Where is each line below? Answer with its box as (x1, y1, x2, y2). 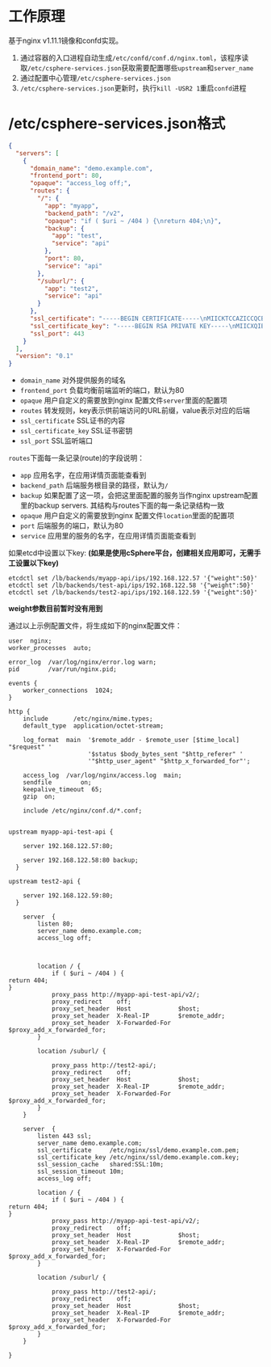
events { (8, 680, 38, 688)
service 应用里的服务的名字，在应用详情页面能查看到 (19, 531, 196, 541)
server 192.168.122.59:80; (23, 892, 114, 900)
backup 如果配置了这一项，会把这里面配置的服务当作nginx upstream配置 (19, 491, 259, 500)
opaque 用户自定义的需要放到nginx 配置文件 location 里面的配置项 (19, 511, 236, 521)
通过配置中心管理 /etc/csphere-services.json (19, 73, 171, 82)
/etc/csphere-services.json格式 (8, 115, 226, 133)
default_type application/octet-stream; (23, 722, 164, 730)
